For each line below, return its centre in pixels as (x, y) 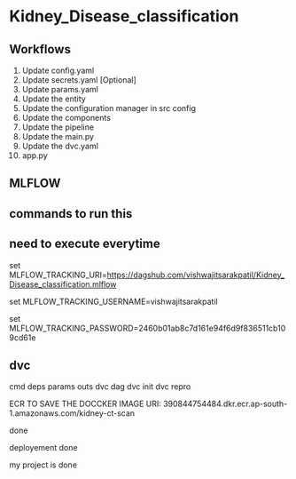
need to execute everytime (85, 244)
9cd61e (23, 337)
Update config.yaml (58, 70)
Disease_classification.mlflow (63, 284)
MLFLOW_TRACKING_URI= (58, 275)
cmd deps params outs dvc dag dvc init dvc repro (100, 387)
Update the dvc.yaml (60, 146)
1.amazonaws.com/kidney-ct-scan (72, 413)
